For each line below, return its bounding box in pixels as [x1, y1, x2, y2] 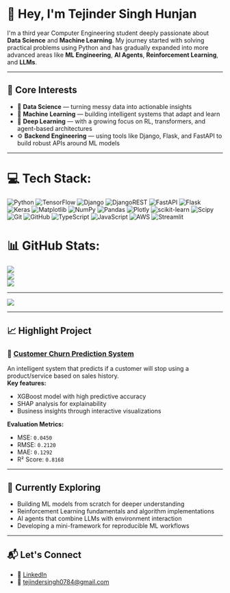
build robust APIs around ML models [16, 138, 120, 147]
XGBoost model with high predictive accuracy [16, 392, 146, 400]
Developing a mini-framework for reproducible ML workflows [16, 522, 190, 530]
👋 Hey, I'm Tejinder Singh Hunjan [7, 6, 197, 22]
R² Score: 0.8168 [16, 455, 64, 463]
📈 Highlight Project [7, 325, 92, 337]
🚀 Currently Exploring [7, 481, 101, 493]
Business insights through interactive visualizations [16, 407, 162, 415]
